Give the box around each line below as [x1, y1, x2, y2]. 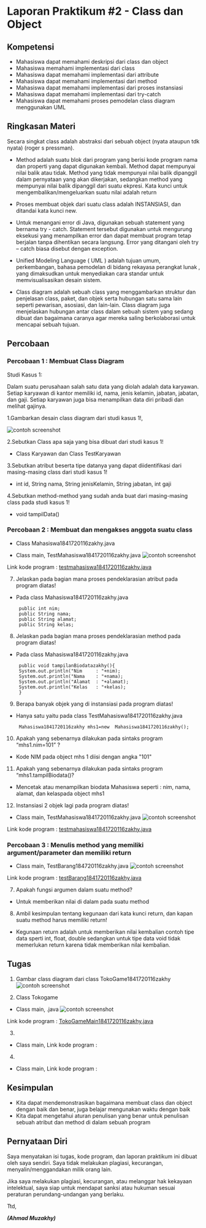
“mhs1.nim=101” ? [15, 741, 61, 749]
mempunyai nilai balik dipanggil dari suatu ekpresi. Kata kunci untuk [15, 182, 188, 189]
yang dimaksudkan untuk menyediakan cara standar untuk [15, 270, 164, 277]
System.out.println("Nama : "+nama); [18, 673, 124, 679]
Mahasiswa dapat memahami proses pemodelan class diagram [15, 97, 175, 104]
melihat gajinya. [7, 402, 47, 410]
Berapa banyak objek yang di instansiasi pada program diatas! [15, 700, 174, 707]
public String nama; [18, 611, 71, 617]
